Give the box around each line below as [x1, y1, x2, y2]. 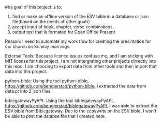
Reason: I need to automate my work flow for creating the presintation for [5, 38, 151, 44]
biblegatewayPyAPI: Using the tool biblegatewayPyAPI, [5, 98, 114, 104]
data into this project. [5, 69, 47, 74]
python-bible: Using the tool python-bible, [5, 78, 89, 84]
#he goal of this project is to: [5, 4, 62, 10]
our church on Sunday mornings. [5, 44, 71, 49]
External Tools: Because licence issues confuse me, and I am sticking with [5, 53, 153, 59]
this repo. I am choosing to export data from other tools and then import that [5, 63, 157, 69]
